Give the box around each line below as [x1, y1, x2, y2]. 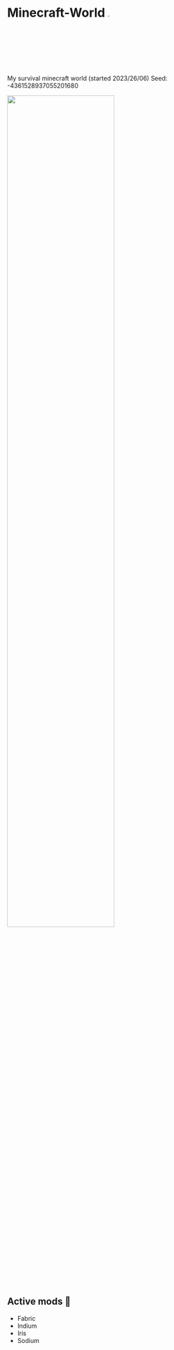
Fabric [17, 1314, 36, 1322]
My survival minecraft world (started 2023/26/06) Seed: [7, 74, 168, 82]
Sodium [17, 1336, 40, 1344]
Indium [17, 1321, 37, 1330]
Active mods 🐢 [7, 1296, 71, 1308]
